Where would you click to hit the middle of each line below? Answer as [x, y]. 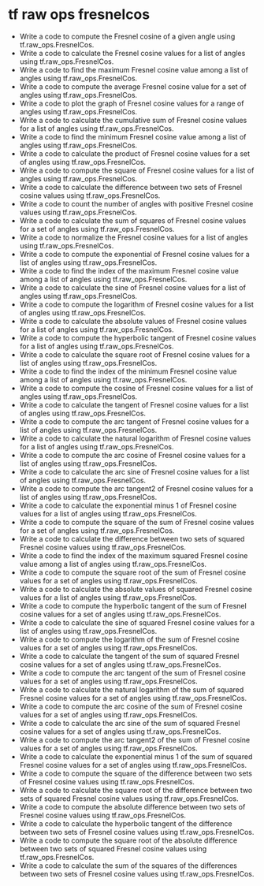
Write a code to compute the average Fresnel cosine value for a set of [133, 86]
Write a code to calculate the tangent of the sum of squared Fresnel [129, 656]
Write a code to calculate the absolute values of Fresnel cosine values [133, 321]
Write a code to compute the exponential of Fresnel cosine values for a [134, 254]
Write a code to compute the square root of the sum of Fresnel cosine [133, 572]
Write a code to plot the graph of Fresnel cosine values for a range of [132, 103]
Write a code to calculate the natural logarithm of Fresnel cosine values [135, 438]
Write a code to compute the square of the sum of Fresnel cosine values [137, 522]
